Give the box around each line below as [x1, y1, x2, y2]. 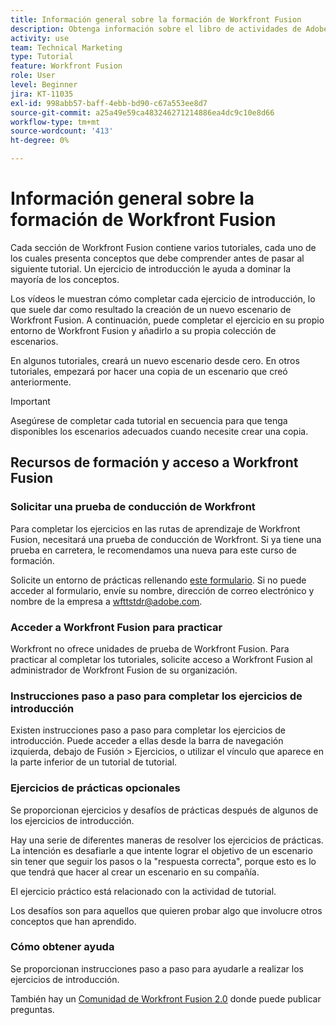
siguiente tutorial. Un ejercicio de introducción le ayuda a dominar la [10, 262, 292, 275]
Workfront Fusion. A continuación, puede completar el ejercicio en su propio [10, 314, 325, 326]
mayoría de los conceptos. [10, 273, 120, 285]
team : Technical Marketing [10, 42, 123, 53]
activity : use [10, 33, 70, 43]
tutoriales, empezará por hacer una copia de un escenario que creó [10, 365, 288, 377]
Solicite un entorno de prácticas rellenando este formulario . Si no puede [10, 574, 307, 586]
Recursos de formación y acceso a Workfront [10, 454, 299, 471]
